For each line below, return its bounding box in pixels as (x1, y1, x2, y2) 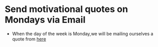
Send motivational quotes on (5, 3, 128, 15)
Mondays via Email (5, 14, 86, 25)
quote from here (12, 36, 47, 42)
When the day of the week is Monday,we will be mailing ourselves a (12, 30, 153, 36)
